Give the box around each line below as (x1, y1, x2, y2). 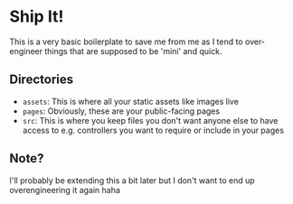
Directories (9, 72, 74, 88)
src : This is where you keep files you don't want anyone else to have (22, 115, 279, 125)
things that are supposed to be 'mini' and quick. (44, 45, 222, 56)
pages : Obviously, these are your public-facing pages (22, 106, 220, 116)
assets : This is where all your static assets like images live (22, 96, 240, 107)
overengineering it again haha (9, 184, 120, 195)
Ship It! (9, 6, 64, 27)
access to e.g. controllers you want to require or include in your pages (22, 125, 285, 135)
